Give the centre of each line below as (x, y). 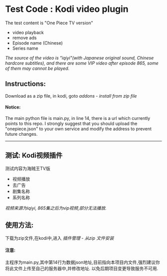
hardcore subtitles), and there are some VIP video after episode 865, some (82, 63)
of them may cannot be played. (37, 68)
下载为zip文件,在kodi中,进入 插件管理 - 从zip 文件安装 (60, 238)
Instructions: (26, 84)
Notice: (13, 107)
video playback (28, 32)
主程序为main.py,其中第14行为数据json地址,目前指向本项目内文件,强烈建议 (80, 262)
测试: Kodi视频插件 (34, 155)
